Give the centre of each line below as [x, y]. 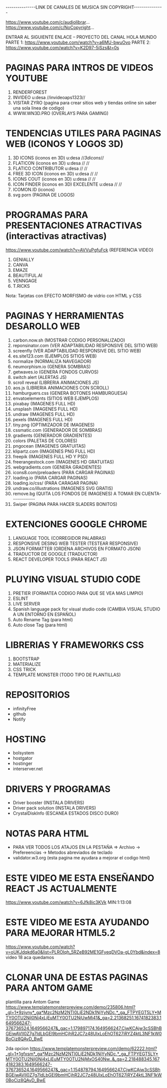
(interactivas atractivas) [56, 236]
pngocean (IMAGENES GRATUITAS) [49, 446]
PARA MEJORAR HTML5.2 [60, 933]
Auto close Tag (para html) [40, 625]
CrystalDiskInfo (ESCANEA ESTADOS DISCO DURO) [66, 813]
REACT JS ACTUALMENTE [61, 889]
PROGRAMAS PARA [47, 215]
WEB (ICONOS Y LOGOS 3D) [64, 144]
